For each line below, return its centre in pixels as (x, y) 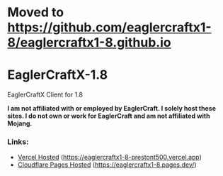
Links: (18, 142)
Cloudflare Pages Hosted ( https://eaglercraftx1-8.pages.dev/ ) (107, 165)
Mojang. (20, 123)
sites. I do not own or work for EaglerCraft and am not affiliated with (109, 116)
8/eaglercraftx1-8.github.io (89, 43)
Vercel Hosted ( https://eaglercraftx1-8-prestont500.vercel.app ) (109, 158)
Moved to (36, 12)
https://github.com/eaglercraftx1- (109, 27)
